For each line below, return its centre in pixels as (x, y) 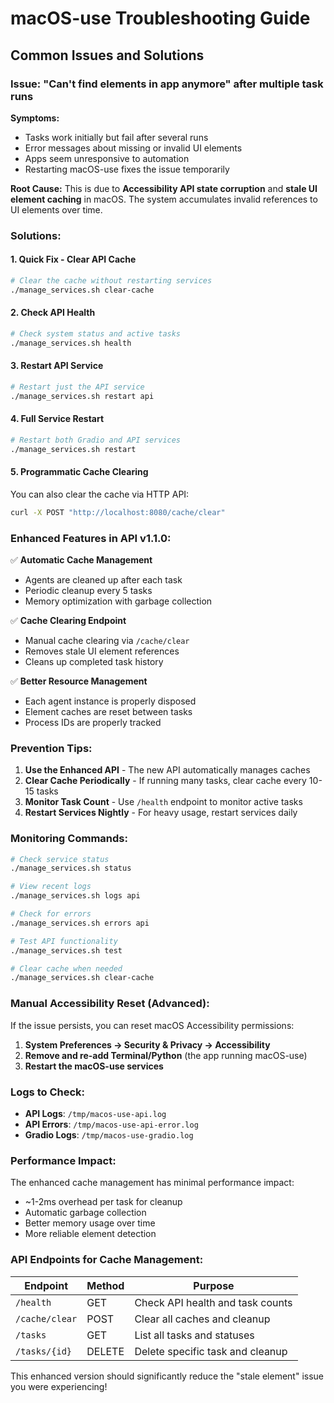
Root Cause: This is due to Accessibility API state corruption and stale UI (164, 188)
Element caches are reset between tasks (108, 711)
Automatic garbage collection (85, 1213)
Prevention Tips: (51, 748)
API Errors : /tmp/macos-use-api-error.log (111, 1124)
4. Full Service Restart (57, 419)
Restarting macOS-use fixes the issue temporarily (127, 169)
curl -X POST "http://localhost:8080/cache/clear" (118, 512)
